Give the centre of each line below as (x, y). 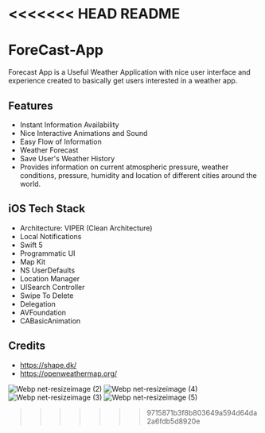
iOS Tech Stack (47, 209)
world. (30, 184)
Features (31, 105)
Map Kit (33, 261)
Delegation (37, 303)
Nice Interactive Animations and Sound (84, 133)
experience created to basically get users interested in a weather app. (123, 81)
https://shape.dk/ (48, 365)
